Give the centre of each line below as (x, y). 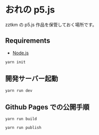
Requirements (28, 41)
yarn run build (21, 119)
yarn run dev (19, 90)
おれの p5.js (30, 10)
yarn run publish (23, 128)
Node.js (21, 53)
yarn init (16, 62)
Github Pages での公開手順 (47, 107)
